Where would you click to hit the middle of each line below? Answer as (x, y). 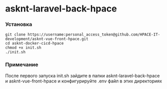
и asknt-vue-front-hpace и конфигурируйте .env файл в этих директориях (83, 81)
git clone (16, 35)
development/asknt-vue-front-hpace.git (47, 39)
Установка (19, 24)
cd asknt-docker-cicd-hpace (35, 43)
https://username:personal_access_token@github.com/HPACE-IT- (94, 35)
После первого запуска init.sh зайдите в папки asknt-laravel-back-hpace (82, 75)
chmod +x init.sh (23, 48)
